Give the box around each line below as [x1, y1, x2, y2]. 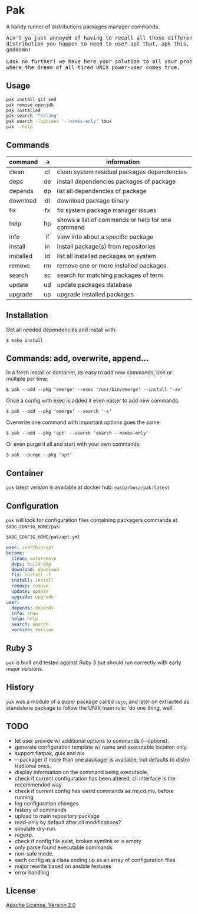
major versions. [6, 665, 44, 672]
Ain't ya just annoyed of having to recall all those [6, 34, 165, 41]
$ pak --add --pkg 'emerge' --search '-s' [6, 409, 112, 414]
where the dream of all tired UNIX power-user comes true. [6, 64, 181, 71]
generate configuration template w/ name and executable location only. [14, 743, 189, 750]
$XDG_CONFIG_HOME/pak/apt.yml [6, 534, 81, 540]
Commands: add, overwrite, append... [6, 354, 149, 364]
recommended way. [14, 781, 63, 788]
